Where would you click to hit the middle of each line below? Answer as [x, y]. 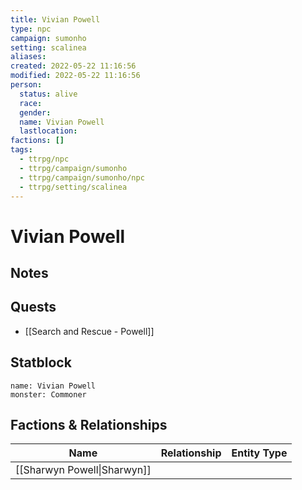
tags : [21, 150]
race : [31, 103]
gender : [35, 112]
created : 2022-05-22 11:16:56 [73, 66]
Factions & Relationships [89, 424]
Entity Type [259, 453]
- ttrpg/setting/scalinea [73, 187]
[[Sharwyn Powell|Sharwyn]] [83, 470]
